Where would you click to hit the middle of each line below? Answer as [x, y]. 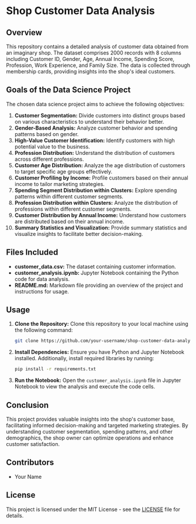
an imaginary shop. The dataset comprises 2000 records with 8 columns [94, 53]
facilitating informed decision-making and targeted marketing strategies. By [97, 425]
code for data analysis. [42, 279]
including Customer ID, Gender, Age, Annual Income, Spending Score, [90, 59]
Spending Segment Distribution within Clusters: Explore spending [96, 190]
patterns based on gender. [47, 134]
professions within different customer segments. [73, 209]
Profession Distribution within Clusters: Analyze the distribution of [96, 202]
